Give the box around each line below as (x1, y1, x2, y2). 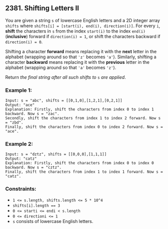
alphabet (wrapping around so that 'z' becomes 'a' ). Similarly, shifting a (5, 54, 157, 60)
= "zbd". (5, 120, 24, 125)
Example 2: (5, 141, 33, 148)
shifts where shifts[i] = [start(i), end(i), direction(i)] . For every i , (5, 23, 160, 29)
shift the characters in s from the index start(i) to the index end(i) (5, 28, 146, 34)
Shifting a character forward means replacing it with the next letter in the (5, 48, 157, 54)
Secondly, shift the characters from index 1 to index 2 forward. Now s (5, 116, 161, 121)
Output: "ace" (5, 102, 35, 107)
